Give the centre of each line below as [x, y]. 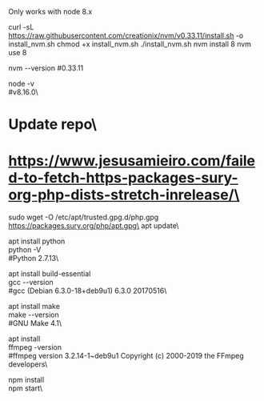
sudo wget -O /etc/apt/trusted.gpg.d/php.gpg [84, 217]
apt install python [37, 241]
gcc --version [31, 283]
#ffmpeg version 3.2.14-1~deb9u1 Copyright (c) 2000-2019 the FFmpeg [126, 356]
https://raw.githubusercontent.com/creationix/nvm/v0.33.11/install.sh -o [126, 36]
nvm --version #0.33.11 [46, 68]
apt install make [34, 307]
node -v [21, 84]
